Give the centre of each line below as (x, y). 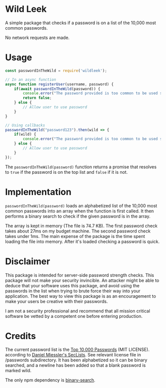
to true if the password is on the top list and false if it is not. (66, 172)
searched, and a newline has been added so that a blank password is (75, 365)
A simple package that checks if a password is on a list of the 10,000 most (81, 23)
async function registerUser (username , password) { (59, 84)
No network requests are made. (38, 38)
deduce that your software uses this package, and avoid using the (72, 285)
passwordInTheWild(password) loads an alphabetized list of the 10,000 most (81, 205)
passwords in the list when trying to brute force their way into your (73, 291)
